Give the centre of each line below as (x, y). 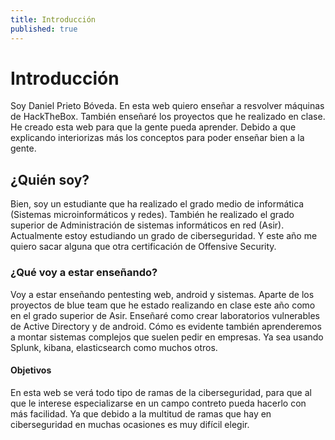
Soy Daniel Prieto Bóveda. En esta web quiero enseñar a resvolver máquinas (167, 106)
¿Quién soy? (50, 179)
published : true (44, 29)
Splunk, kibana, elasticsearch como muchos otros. (114, 347)
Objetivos (31, 370)
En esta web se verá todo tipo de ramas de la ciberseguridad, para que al (161, 392)
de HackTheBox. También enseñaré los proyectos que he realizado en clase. (168, 117)
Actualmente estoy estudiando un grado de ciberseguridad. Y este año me (164, 236)
